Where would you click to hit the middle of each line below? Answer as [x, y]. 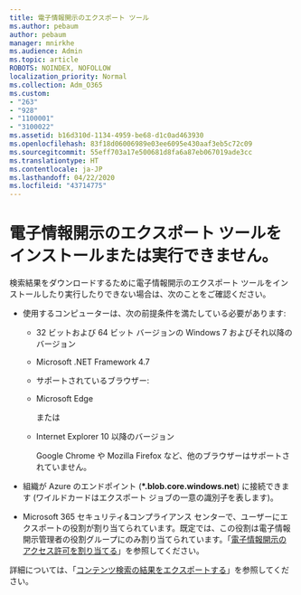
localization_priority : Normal [68, 77]
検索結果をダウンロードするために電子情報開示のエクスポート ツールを [141, 283]
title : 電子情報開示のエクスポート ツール [80, 18]
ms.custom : [30, 93]
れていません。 [64, 467]
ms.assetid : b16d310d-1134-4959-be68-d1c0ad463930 [107, 136]
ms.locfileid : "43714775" [58, 186]
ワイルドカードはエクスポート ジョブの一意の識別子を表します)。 [157, 497]
